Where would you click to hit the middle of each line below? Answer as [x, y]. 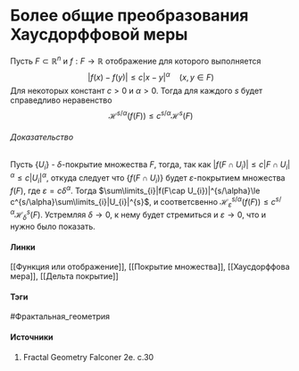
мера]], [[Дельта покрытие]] [64, 276]
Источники [32, 337]
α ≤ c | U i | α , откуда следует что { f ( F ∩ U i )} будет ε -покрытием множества [148, 178]
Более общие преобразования [129, 16]
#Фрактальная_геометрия [60, 316]
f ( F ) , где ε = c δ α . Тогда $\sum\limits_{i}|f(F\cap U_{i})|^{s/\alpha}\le [135, 190]
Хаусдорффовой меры [99, 34]
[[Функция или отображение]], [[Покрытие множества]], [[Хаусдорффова [150, 267]
